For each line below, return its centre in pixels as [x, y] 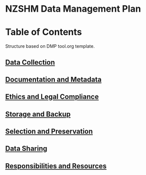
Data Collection [30, 62]
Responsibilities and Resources [56, 166]
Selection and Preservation [49, 132]
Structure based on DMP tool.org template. [50, 46]
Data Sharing [26, 149]
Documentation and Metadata [53, 79]
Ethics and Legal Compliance [52, 97]
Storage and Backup [38, 114]
